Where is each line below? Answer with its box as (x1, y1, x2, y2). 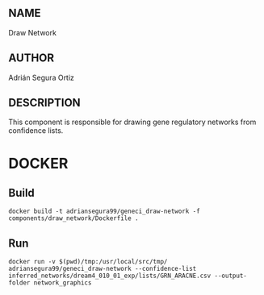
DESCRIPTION (8, 96, 81, 110)
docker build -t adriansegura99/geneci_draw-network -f (8, 207, 200, 216)
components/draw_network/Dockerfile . (8, 214, 139, 222)
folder (8, 279, 31, 287)
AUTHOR (8, 52, 55, 65)
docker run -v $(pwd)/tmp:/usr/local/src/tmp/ (8, 258, 168, 266)
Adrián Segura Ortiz (8, 73, 75, 82)
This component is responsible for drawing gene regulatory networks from (8, 117, 257, 127)
